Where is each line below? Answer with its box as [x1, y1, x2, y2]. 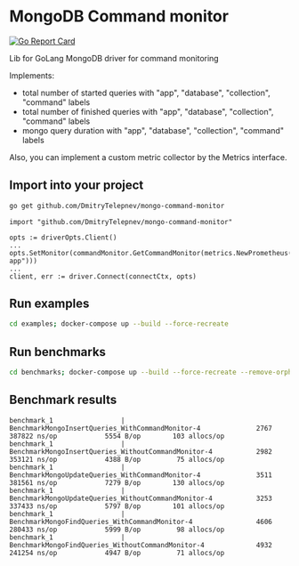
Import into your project [9, 178, 144, 193]
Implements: [9, 69, 55, 81]
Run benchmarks [9, 344, 107, 360]
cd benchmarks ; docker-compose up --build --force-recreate [9, 368, 238, 377]
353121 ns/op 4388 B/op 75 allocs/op [9, 455, 225, 464]
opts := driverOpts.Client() [9, 233, 117, 242]
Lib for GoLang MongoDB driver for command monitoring [9, 53, 220, 63]
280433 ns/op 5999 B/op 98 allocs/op [9, 525, 225, 534]
